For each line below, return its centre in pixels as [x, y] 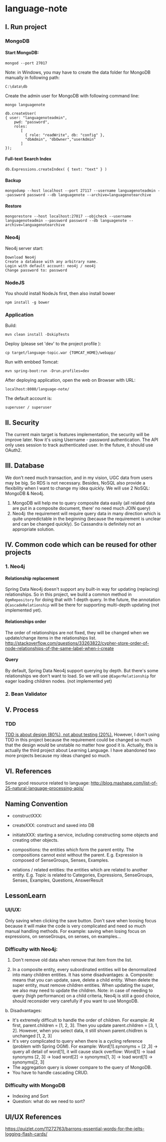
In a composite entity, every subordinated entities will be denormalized [84, 969]
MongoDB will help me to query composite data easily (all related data [83, 503]
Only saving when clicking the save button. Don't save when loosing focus [81, 920]
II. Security [22, 423]
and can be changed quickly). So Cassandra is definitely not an [77, 524]
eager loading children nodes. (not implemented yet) [59, 681]
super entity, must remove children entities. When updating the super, [83, 985]
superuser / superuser [28, 408]
